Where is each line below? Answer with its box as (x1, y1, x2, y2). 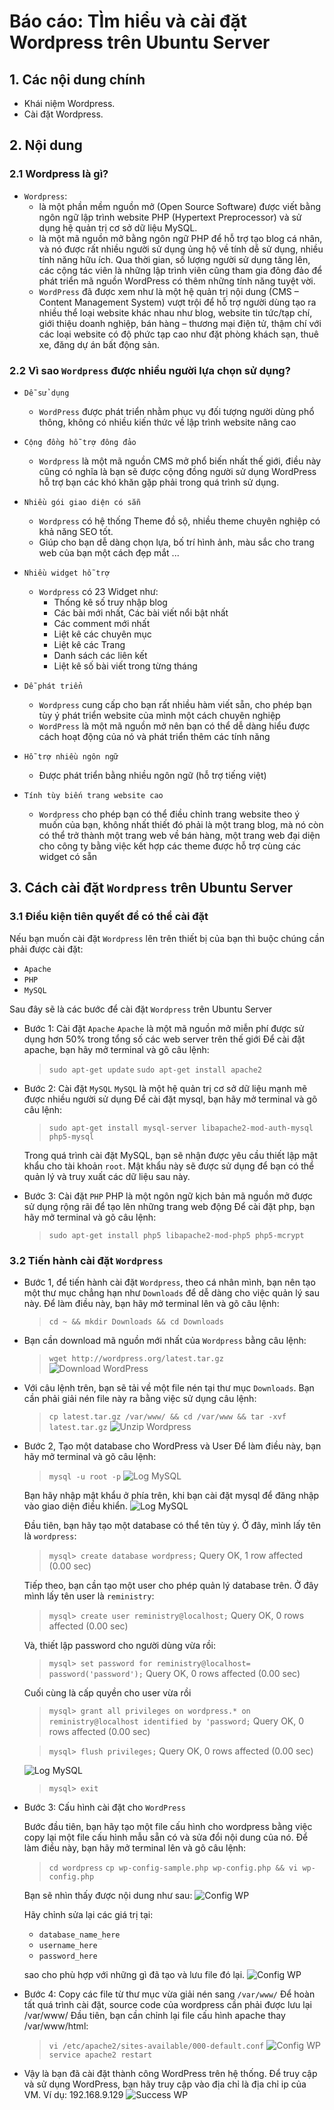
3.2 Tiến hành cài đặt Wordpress (9, 1253, 164, 1267)
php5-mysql (48, 1131, 95, 1142)
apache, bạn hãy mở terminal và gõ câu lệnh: (23, 1043, 210, 1055)
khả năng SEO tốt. (38, 525, 114, 537)
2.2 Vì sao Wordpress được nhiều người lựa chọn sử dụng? (9, 363, 291, 377)
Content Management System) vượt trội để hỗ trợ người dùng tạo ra (38, 296, 317, 308)
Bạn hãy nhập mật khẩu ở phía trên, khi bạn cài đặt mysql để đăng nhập (23, 1489, 320, 1501)
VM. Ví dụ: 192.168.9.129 (23, 2088, 124, 2100)
